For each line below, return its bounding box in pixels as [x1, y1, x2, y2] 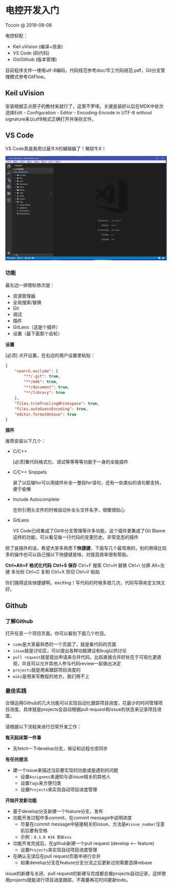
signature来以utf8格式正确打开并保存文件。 [5, 116, 96, 122]
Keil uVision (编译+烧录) [12, 43, 63, 49]
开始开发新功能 [5, 797, 37, 803]
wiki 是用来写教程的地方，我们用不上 [12, 673, 90, 679]
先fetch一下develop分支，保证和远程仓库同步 [12, 745, 109, 752]
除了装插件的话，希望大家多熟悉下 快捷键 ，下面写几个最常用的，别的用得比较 [5, 545, 167, 551]
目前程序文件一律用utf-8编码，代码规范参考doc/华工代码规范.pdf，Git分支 [5, 67, 161, 73]
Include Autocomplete [12, 496, 60, 503]
